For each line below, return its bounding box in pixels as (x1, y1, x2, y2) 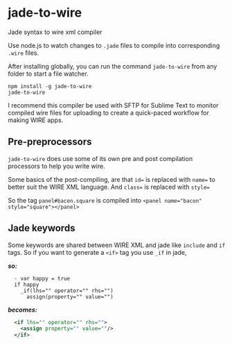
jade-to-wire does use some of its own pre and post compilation (8, 154, 193, 162)
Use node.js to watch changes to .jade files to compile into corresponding (8, 41, 220, 49)
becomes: (8, 305, 37, 314)
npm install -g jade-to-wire (8, 83, 92, 90)
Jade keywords (8, 222, 75, 234)
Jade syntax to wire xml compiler (8, 28, 102, 36)
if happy (14, 281, 39, 288)
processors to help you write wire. (8, 162, 106, 170)
